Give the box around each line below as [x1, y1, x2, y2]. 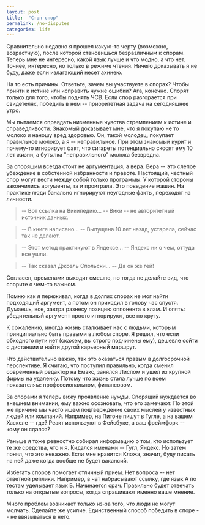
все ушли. [21, 250, 48, 258]
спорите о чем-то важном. [6, 281, 76, 288]
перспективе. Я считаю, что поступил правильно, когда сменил [6, 362, 174, 369]
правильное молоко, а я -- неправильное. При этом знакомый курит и [6, 138, 192, 146]
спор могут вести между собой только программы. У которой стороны [6, 176, 194, 184]
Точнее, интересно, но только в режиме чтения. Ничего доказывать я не [6, 62, 198, 70]
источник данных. [21, 214, 69, 221]
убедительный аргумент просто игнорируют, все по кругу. [6, 312, 160, 319]
